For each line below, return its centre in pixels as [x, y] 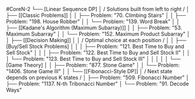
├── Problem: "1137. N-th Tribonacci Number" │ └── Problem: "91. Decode [97, 84]
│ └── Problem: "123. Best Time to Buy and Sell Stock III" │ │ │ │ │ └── [93, 59]
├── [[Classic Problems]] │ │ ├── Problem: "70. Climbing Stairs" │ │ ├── [96, 15]
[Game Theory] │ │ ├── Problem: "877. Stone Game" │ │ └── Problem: [93, 65]
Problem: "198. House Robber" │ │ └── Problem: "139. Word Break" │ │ [93, 21]
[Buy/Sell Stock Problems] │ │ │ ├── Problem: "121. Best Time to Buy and [95, 46]
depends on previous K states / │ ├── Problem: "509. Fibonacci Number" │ [98, 77]
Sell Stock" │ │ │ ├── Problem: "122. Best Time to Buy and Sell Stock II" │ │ [98, 52]
